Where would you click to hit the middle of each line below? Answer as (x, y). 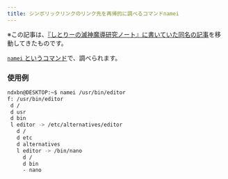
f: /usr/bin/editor (35, 99)
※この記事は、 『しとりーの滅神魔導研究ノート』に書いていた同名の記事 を (111, 34)
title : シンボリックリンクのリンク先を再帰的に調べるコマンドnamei (93, 14)
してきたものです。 (40, 43)
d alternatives (38, 144)
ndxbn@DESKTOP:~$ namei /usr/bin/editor (67, 92)
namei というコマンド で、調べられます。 (64, 58)
